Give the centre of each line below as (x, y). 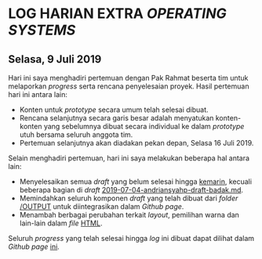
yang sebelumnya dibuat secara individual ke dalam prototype (144, 126)
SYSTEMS (42, 30)
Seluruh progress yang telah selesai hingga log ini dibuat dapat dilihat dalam (131, 238)
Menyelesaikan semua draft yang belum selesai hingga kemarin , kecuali (136, 182)
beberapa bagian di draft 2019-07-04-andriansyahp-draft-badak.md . (131, 190)
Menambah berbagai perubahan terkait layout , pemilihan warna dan (129, 215)
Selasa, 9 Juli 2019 (55, 59)
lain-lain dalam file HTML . (61, 223)
